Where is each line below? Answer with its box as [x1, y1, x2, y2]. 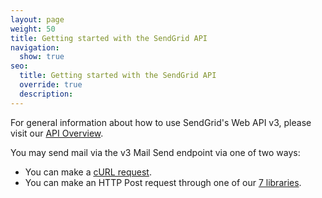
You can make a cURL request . [24, 166, 152, 178]
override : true [19, 80, 83, 90]
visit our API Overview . [10, 127, 104, 139]
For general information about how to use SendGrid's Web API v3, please [10, 116, 312, 128]
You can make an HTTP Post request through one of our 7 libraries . [24, 176, 302, 188]
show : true [19, 52, 65, 62]
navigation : [10, 42, 60, 53]
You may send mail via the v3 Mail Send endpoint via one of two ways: [10, 146, 301, 158]
